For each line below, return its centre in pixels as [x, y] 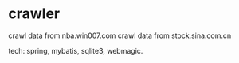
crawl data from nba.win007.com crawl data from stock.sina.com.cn [120, 35]
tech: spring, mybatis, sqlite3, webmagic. [76, 50]
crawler [34, 14]
